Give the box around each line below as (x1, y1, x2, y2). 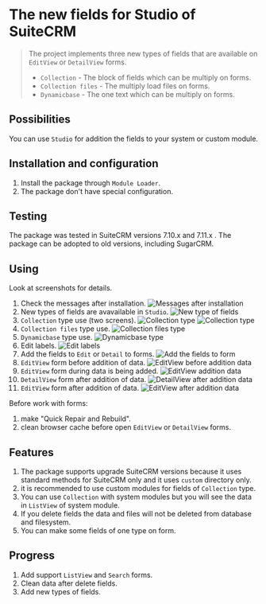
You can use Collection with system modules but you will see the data (20, 492, 253, 501)
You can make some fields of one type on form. (20, 526, 177, 535)
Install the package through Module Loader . (20, 177, 161, 188)
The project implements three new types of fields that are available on (28, 49, 258, 58)
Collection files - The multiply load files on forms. (40, 81, 210, 91)
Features (9, 446, 54, 459)
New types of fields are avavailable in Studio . (20, 307, 169, 317)
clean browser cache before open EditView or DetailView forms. (20, 423, 231, 432)
